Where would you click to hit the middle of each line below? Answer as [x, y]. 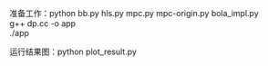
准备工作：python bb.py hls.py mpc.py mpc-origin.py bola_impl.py [134, 13]
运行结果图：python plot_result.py [73, 52]
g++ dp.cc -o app [42, 24]
